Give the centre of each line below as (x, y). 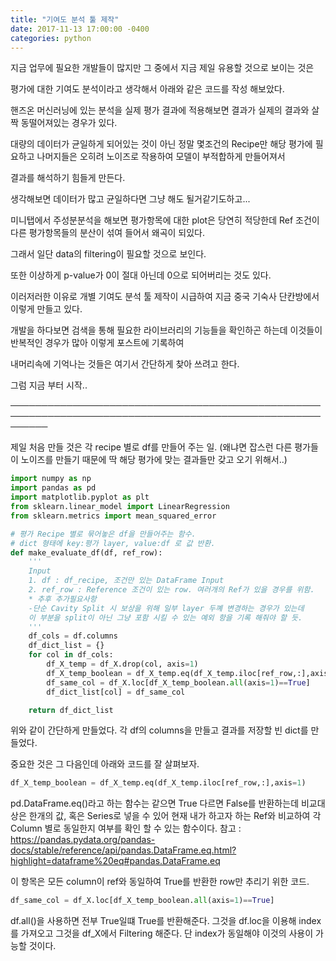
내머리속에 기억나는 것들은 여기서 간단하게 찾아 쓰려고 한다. (125, 364)
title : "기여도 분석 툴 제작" (65, 19)
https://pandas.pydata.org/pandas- (83, 840)
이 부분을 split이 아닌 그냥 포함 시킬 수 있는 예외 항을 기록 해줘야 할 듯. (165, 617)
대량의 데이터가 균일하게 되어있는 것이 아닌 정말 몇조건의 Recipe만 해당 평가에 (161, 144)
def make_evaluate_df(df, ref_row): (86, 552)
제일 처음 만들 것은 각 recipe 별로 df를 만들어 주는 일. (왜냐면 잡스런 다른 (151, 447)
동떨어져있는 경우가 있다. (69, 123)
